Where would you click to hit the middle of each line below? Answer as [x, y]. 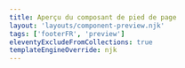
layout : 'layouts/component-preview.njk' [87, 26]
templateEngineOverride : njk [63, 50]
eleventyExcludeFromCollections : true [81, 42]
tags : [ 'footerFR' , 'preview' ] [67, 34]
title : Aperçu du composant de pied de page [93, 17]
